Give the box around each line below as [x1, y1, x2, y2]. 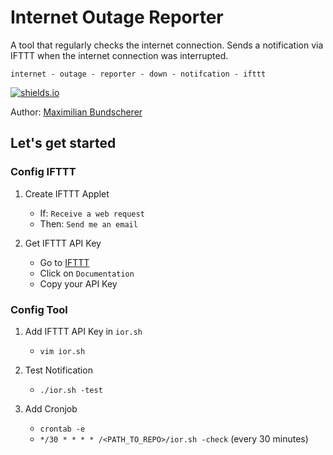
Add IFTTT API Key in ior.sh [24, 325, 143, 337]
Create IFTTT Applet [24, 187, 110, 200]
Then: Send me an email [39, 217, 138, 230]
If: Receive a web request [39, 207, 145, 219]
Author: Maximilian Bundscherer [10, 106, 143, 118]
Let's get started [10, 135, 117, 152]
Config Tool [10, 302, 68, 316]
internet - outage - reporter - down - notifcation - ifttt [10, 69, 267, 79]
